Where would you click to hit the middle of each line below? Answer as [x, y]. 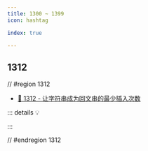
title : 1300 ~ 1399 [36, 14]
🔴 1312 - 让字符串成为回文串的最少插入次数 [79, 99]
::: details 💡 [23, 113]
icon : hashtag [28, 20]
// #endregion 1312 [34, 140]
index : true [25, 33]
